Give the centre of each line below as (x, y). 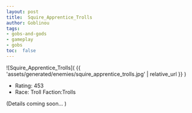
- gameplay (20, 39)
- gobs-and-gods (26, 34)
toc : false (21, 51)
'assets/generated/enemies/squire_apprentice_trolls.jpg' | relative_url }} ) (96, 74)
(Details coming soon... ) (37, 103)
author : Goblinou (28, 23)
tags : (13, 28)
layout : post (22, 12)
